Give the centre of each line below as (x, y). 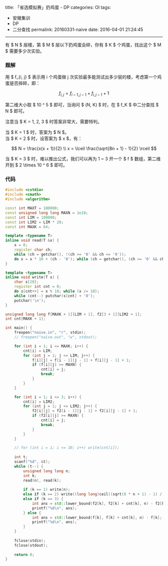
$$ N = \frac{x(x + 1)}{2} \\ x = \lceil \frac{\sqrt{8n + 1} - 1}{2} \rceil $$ (84, 148)
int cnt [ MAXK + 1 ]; (25, 319)
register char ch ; (33, 250)
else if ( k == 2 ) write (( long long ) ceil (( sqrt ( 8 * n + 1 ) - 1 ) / (93, 494)
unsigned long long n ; (47, 471)
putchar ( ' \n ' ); (30, 300)
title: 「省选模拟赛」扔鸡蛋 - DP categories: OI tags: (58, 7)
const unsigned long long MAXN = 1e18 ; (47, 213)
